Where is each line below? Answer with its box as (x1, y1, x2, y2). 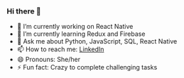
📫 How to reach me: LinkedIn (16, 45, 104, 53)
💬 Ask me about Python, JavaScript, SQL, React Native (16, 37, 178, 46)
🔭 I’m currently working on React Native (16, 22, 134, 31)
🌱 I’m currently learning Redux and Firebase (16, 30, 146, 38)
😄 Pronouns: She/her (16, 56, 81, 64)
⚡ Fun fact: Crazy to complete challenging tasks (16, 63, 158, 72)
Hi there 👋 (6, 6, 42, 16)
